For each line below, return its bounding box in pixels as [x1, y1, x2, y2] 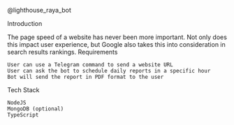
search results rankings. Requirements [7, 48, 118, 56]
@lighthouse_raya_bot [7, 6, 72, 14]
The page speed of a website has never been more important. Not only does [7, 33, 227, 41]
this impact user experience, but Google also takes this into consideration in [7, 41, 226, 48]
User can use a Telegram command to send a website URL [7, 61, 173, 68]
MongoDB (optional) [7, 105, 64, 112]
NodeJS [7, 99, 27, 106]
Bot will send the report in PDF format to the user [7, 73, 164, 80]
